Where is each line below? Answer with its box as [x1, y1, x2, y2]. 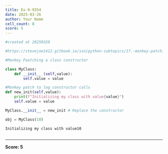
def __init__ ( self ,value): [14, 71, 72, 76]
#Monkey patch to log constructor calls [5, 85, 91, 90]
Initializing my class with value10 [5, 126, 81, 131]
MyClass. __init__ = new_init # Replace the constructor [5, 108, 124, 113]
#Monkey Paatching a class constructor [5, 57, 88, 62]
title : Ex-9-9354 [5, 7, 41, 12]
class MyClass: [5, 66, 37, 71]
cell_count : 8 [5, 21, 35, 26]
